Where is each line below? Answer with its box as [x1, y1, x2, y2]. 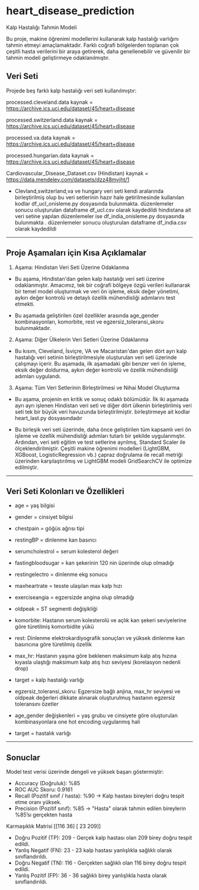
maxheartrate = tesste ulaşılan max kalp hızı [14, 582, 123, 590]
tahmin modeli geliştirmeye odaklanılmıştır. [6, 54, 110, 61]
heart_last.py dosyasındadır [14, 414, 83, 421]
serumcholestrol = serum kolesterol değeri [14, 548, 118, 555]
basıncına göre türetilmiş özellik [14, 641, 92, 648]
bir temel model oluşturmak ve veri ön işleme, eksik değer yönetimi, [14, 287, 180, 294]
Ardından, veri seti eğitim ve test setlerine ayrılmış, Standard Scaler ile [14, 438, 185, 446]
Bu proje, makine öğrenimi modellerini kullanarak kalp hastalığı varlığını [6, 35, 179, 42]
